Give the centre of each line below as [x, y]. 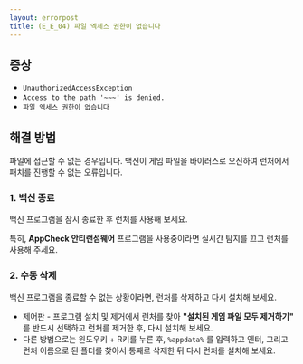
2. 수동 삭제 [33, 275]
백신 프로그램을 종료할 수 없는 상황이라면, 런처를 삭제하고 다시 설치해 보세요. [143, 297]
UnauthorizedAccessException [77, 88]
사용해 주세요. [34, 250]
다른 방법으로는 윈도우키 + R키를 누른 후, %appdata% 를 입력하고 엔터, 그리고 [155, 339]
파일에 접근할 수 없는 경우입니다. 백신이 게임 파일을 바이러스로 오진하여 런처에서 [149, 161]
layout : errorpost [44, 18]
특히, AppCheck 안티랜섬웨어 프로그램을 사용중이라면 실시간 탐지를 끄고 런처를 [149, 239]
